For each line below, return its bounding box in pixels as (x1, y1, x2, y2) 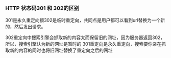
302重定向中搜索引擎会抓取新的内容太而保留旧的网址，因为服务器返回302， (5, 34, 165, 41)
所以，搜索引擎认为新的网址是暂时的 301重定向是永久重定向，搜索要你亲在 (5, 41, 162, 47)
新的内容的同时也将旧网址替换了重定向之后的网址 (9, 47, 113, 53)
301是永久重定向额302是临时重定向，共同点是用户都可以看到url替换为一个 (5, 17, 161, 24)
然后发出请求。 (14, 24, 46, 30)
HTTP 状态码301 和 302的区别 (5, 4, 80, 11)
